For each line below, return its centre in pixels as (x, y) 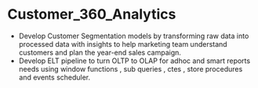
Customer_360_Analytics (92, 14)
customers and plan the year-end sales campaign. (100, 52)
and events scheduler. (55, 77)
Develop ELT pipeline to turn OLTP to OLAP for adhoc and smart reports (134, 61)
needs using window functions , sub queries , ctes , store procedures (131, 69)
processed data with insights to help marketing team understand (123, 44)
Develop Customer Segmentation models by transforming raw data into (134, 36)
